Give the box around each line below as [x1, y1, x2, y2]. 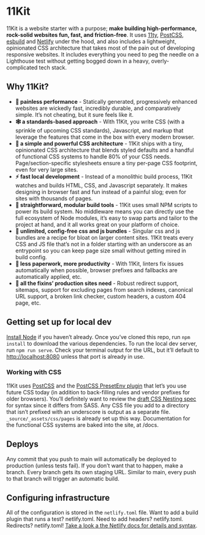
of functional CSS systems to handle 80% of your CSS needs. [15, 152, 171, 160]
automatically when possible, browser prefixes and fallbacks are [15, 266, 177, 274]
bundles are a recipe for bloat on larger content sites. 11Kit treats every [15, 233, 194, 241]
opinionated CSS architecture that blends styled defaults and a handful [15, 146, 195, 154]
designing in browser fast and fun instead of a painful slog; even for [15, 188, 187, 195]
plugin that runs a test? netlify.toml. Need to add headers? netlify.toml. [6, 515, 184, 523]
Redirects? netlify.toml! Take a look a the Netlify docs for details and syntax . [6, 522, 198, 529]
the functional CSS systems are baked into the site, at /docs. [6, 421, 159, 428]
